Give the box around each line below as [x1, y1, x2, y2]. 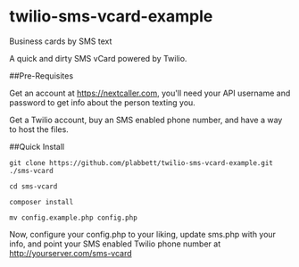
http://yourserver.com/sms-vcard [9, 247, 132, 258]
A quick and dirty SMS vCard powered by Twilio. [9, 53, 187, 63]
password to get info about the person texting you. [9, 96, 196, 108]
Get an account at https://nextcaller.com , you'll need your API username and [9, 88, 291, 98]
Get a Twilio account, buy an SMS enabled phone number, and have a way [9, 114, 283, 125]
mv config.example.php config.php [9, 213, 138, 222]
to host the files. [9, 123, 69, 135]
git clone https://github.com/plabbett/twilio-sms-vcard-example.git [9, 158, 274, 167]
